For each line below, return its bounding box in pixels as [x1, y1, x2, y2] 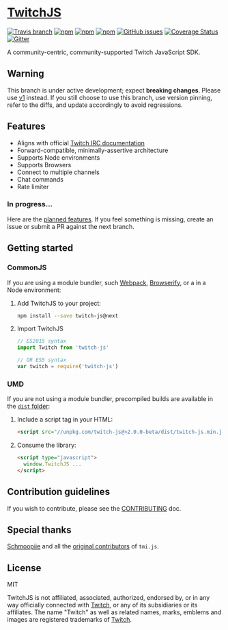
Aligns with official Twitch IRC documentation [16, 138, 145, 147]
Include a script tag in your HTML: [16, 415, 113, 424]
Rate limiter [16, 182, 49, 191]
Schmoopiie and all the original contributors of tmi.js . [7, 542, 159, 550]
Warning [7, 68, 44, 80]
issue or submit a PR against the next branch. [7, 222, 134, 230]
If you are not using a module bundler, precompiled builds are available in [7, 395, 214, 403]
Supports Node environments [16, 153, 100, 162]
